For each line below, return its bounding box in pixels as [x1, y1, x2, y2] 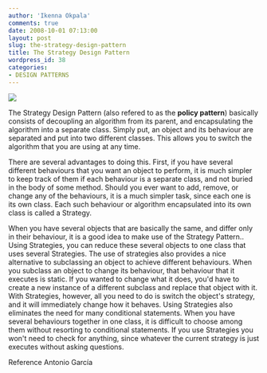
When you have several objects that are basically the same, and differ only [8, 223, 253, 233]
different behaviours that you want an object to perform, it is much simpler [8, 165, 253, 175]
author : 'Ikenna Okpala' [8, 11, 91, 20]
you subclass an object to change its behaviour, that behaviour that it [8, 265, 235, 275]
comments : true [8, 19, 59, 27]
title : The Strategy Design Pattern [8, 49, 130, 57]
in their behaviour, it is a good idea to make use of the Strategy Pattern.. [8, 232, 245, 241]
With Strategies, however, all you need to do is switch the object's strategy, [8, 291, 255, 300]
